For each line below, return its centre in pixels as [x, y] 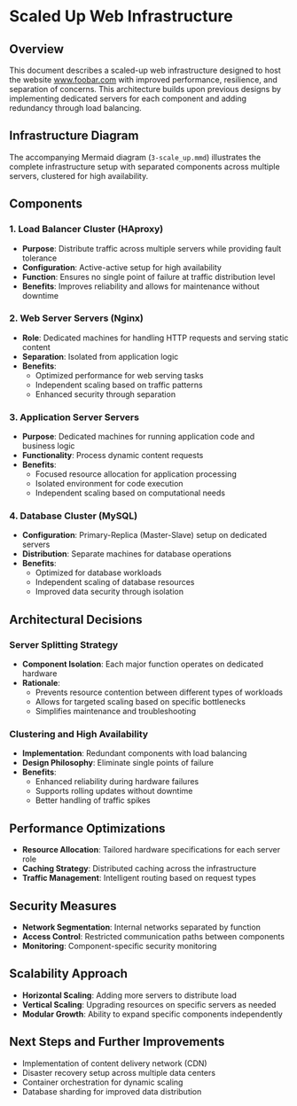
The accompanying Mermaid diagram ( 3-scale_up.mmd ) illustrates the [135, 157]
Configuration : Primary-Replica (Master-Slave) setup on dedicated [145, 535]
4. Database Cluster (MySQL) [74, 516]
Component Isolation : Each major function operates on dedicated [143, 664]
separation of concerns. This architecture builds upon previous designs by [145, 89]
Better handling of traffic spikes [93, 800]
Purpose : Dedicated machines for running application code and [138, 437]
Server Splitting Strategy [64, 644]
